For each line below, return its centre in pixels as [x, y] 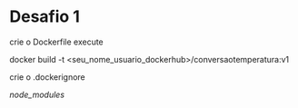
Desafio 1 [45, 17]
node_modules [37, 94]
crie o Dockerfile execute [57, 42]
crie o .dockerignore [48, 77]
